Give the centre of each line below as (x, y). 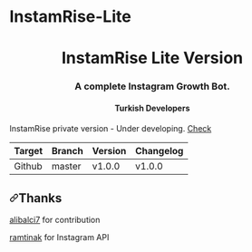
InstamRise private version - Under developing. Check (111, 128)
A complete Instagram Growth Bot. (152, 86)
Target (29, 150)
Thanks (40, 198)
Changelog (160, 150)
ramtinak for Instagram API (59, 237)
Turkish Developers (152, 108)
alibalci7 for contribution (55, 220)
